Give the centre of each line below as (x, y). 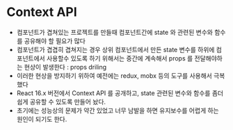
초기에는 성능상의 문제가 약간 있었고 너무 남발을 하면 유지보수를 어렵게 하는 (118, 110)
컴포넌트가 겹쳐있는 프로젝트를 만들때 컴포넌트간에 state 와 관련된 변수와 (115, 32)
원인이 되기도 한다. (42, 119)
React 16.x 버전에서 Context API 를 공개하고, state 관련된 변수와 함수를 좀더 (120, 93)
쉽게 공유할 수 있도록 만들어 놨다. (61, 101)
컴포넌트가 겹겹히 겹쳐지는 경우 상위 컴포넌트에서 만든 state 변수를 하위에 (115, 49)
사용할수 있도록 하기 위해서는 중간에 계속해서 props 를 (120, 58)
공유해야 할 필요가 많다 (55, 41)
